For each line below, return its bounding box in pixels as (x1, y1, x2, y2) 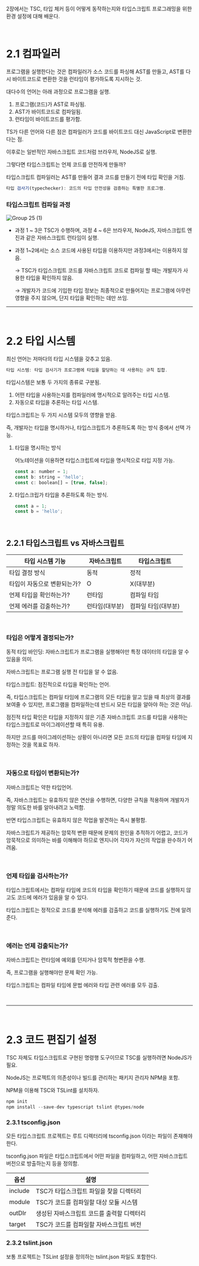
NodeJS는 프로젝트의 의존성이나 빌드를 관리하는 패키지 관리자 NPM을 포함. (6, 1074, 180, 1081)
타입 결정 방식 (9, 568, 46, 577)
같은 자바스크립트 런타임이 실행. (25, 234, 99, 241)
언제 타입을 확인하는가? (9, 591, 70, 599)
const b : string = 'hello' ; (14, 474, 85, 480)
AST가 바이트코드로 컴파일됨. (14, 108, 82, 115)
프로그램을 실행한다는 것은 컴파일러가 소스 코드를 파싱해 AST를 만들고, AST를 (6, 68, 185, 75)
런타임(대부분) (86, 602, 124, 611)
